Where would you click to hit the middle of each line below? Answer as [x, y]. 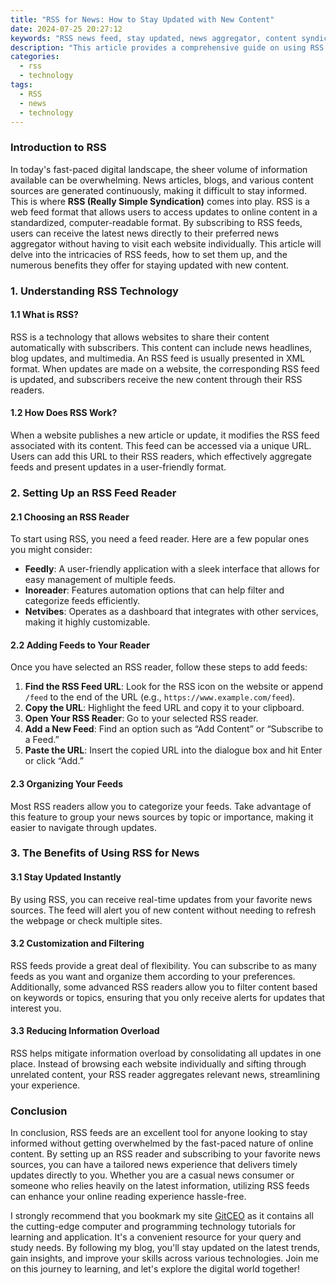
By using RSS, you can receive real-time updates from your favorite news [161, 899]
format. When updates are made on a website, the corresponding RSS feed [165, 368]
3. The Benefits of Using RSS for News [105, 853]
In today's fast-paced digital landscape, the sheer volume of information [159, 169]
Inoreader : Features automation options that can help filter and [154, 590]
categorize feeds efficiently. [82, 601]
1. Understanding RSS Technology [94, 291]
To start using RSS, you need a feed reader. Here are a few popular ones [160, 539]
